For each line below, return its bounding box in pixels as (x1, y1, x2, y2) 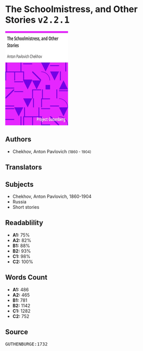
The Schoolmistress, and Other (5, 4, 138, 15)
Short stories (12, 204, 40, 210)
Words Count (5, 273, 48, 282)
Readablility (5, 218, 44, 227)
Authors (5, 135, 32, 144)
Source (5, 327, 29, 336)
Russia (12, 198, 27, 204)
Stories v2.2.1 (5, 14, 70, 26)
